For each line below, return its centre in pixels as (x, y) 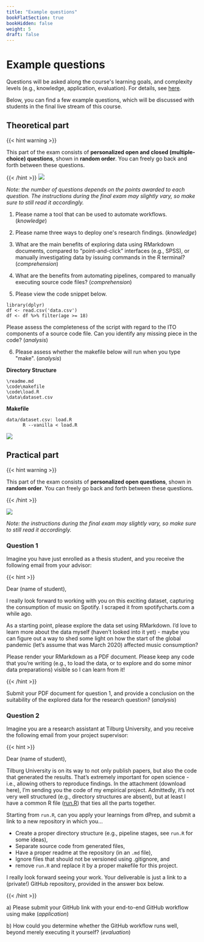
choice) (16, 159)
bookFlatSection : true (35, 18)
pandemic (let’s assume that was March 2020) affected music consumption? (102, 644)
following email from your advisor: (49, 565)
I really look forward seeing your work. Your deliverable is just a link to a (97, 877)
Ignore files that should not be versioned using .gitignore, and (92, 859)
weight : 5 (19, 29)
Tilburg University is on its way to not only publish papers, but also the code (102, 771)
